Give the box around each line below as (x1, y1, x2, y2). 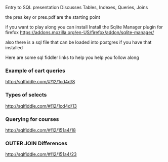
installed (5, 45, 23, 50)
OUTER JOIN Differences (5, 140, 67, 147)
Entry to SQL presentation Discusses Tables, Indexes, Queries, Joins (5, 5, 148, 10)
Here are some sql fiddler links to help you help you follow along (5, 54, 139, 60)
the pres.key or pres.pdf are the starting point (5, 14, 100, 20)
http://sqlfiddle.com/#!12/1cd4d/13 (5, 103, 77, 109)
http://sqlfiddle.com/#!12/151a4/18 (5, 127, 76, 133)
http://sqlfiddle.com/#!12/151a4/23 (5, 151, 77, 157)
